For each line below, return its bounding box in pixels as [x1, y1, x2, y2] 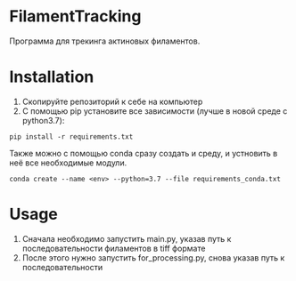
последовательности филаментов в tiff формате [21, 243, 206, 253]
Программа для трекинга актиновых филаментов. [9, 36, 201, 46]
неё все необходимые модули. [9, 157, 127, 168]
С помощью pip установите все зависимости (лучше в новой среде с [21, 105, 288, 116]
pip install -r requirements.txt [9, 132, 134, 141]
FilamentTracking [9, 6, 142, 27]
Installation [9, 67, 95, 87]
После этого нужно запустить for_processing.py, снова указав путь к [21, 252, 285, 263]
